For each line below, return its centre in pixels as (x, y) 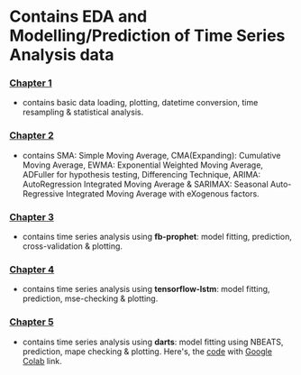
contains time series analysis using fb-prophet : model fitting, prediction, (157, 237)
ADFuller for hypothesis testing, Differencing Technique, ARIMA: (141, 174)
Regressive (43, 193)
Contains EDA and (78, 17)
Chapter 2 (32, 135)
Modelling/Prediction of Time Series (147, 36)
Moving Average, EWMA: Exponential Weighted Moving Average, (143, 165)
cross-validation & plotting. (73, 246)
